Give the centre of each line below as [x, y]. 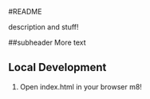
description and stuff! [43, 27]
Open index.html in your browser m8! [81, 86]
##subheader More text [47, 42]
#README [25, 12]
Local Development [57, 67]
